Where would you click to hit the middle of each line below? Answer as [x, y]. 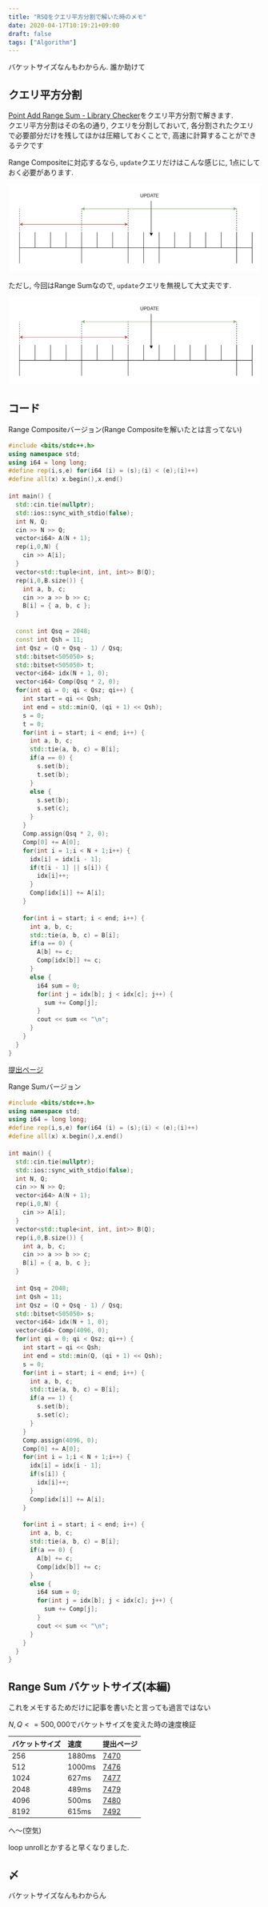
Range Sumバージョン [45, 1086]
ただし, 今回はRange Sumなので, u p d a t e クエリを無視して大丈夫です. [120, 285]
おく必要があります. [41, 173]
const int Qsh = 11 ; [50, 639]
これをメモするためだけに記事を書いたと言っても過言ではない [110, 1708]
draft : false [30, 34]
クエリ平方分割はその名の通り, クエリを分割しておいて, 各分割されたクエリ [131, 126]
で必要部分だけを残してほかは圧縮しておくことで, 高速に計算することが [125, 135]
